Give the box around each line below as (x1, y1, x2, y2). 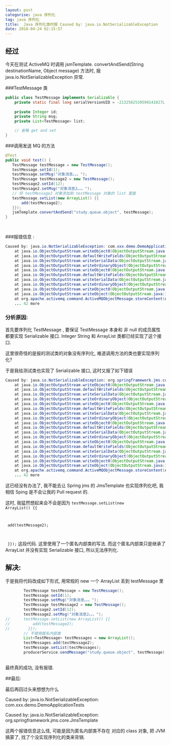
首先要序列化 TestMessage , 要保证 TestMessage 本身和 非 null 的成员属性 (5, 327, 161, 333)
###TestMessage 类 (5, 85, 48, 91)
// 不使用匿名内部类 (23, 631, 61, 636)
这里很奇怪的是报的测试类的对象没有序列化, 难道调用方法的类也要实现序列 (5, 350, 159, 356)
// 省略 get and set (14, 128, 56, 133)
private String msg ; (14, 114, 58, 119)
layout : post (5, 7, 33, 13)
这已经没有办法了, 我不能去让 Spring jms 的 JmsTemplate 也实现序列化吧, (5, 482, 158, 488)
